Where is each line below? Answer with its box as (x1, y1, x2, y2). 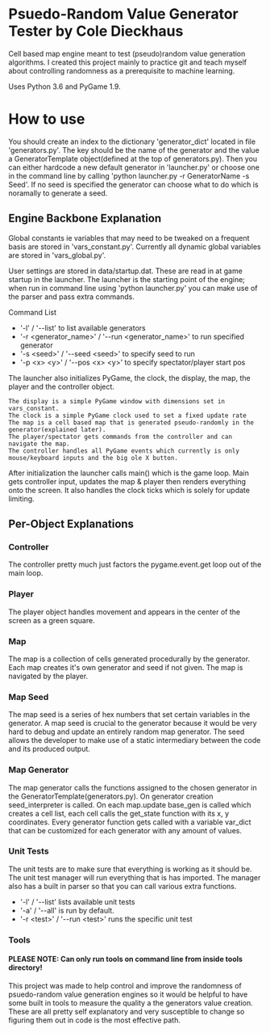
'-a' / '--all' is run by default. (19, 905, 114, 915)
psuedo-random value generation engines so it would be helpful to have (8, 989, 248, 999)
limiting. (8, 494, 35, 504)
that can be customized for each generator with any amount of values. (8, 825, 242, 835)
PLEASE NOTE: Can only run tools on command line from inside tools (8, 955, 243, 964)
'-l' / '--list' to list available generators (19, 323, 147, 332)
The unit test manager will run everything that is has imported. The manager (8, 872, 261, 882)
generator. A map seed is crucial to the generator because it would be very (8, 719, 257, 728)
